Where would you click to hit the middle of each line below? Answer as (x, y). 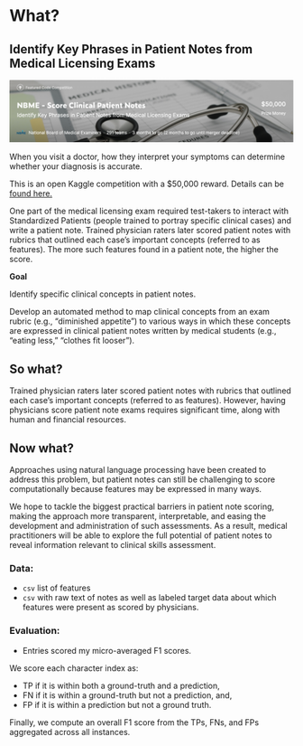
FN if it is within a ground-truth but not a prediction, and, (127, 695)
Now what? (41, 448)
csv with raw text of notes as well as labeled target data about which (149, 598)
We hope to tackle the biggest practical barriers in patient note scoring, (142, 506)
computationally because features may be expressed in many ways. (136, 488)
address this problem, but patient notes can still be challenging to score (142, 479)
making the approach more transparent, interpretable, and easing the (138, 515)
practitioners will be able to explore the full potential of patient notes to (141, 535)
